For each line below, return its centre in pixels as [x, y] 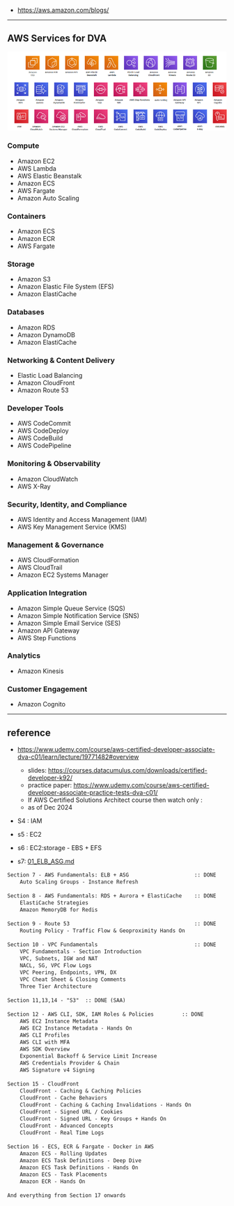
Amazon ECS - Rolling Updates [64, 1153]
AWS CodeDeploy [43, 431]
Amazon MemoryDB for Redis [59, 910]
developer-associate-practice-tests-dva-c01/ [93, 792]
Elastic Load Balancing [50, 376]
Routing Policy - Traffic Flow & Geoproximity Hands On [103, 930]
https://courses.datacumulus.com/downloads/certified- [127, 770]
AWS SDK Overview [45, 1049]
